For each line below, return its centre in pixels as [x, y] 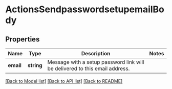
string [35, 65]
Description [96, 53]
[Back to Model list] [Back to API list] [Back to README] [64, 81]
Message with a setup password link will [96, 62]
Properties [23, 39]
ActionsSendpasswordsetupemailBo [85, 9]
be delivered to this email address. [89, 69]
